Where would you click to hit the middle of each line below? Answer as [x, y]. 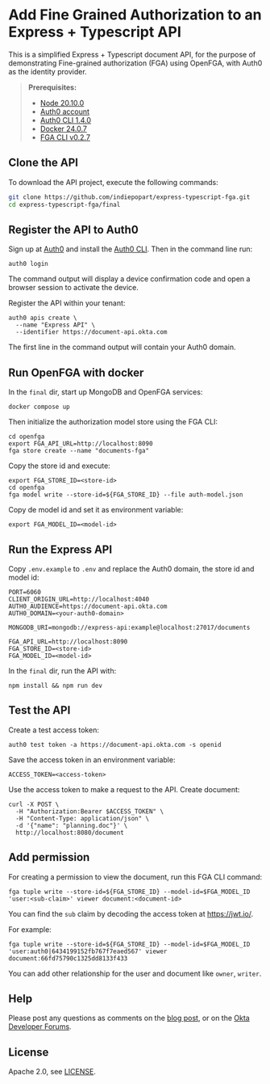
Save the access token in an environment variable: [92, 759]
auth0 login [28, 264]
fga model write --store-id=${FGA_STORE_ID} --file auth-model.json [126, 495]
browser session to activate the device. [73, 288]
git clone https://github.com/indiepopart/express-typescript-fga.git [129, 197]
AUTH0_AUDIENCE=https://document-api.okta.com [88, 606]
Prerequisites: [52, 87]
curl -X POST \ [34, 804]
